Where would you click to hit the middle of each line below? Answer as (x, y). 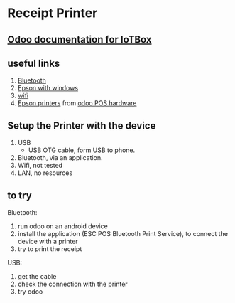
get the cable (37, 277)
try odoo (30, 292)
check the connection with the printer (72, 284)
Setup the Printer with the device (82, 126)
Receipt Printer (53, 13)
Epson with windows (48, 88)
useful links (34, 63)
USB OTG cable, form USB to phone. (82, 150)
